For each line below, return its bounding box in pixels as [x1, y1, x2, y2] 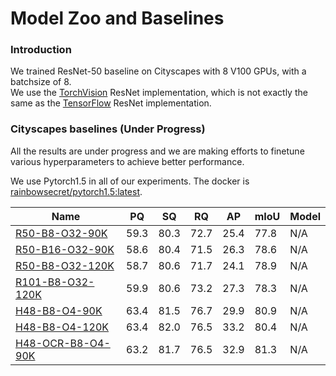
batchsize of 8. [10, 76, 72, 88]
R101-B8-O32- [15, 275, 95, 289]
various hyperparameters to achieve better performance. [10, 155, 245, 167]
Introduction [10, 43, 72, 57]
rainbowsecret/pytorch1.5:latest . [10, 185, 143, 197]
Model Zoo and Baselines [10, 7, 225, 30]
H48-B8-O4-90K [15, 303, 103, 317]
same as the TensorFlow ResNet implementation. [10, 97, 212, 109]
